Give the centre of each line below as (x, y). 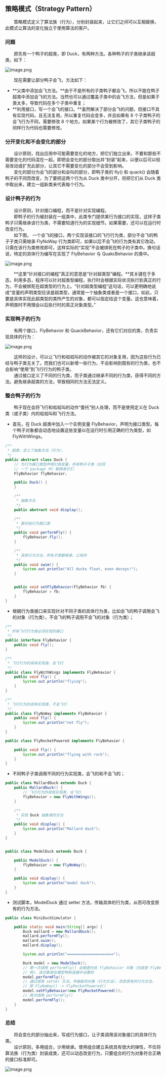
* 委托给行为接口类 (33, 523)
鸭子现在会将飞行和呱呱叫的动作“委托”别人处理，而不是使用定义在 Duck (86, 407)
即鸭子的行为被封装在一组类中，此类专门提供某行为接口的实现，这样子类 (87, 216)
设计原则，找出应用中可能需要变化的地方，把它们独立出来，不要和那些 (85, 154)
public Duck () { (31, 483)
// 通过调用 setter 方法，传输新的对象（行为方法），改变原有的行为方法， (89, 982)
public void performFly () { (43, 533)
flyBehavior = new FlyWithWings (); (60, 797)
